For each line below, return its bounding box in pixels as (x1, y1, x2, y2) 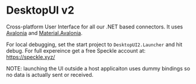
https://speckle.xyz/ (6, 53, 55, 60)
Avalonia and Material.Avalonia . (6, 29, 83, 36)
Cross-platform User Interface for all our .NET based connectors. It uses (6, 23, 183, 30)
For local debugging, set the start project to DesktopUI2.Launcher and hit (6, 41, 183, 48)
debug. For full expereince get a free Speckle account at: (6, 47, 146, 54)
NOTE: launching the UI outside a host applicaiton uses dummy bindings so (6, 64, 191, 72)
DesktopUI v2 (6, 4, 75, 17)
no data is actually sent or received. (6, 71, 94, 78)
